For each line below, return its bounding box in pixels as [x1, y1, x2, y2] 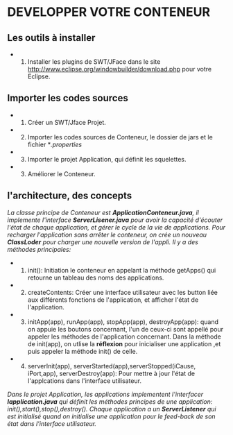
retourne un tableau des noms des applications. [27, 273, 164, 282]
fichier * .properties [27, 140, 82, 148]
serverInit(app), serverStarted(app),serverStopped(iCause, [27, 361, 196, 370]
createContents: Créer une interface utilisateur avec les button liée [27, 288, 218, 296]
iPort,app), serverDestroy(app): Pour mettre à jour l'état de [27, 369, 196, 377]
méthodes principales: [7, 245, 71, 253]
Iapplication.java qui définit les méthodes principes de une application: [7, 397, 213, 406]
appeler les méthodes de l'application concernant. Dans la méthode [27, 332, 222, 341]
